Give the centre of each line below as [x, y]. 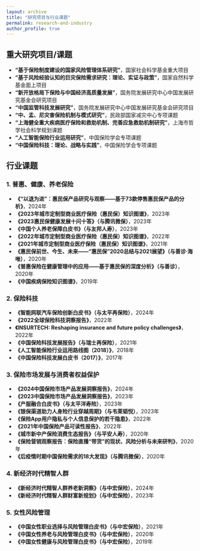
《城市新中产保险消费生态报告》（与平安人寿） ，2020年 [82, 434]
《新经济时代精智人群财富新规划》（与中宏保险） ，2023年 [84, 495]
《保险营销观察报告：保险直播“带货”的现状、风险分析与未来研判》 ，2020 [104, 442]
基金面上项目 [31, 85]
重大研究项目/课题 [40, 54]
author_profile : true [33, 29]
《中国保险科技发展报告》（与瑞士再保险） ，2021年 [76, 342]
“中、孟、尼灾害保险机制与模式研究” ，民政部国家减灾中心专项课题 [96, 115]
